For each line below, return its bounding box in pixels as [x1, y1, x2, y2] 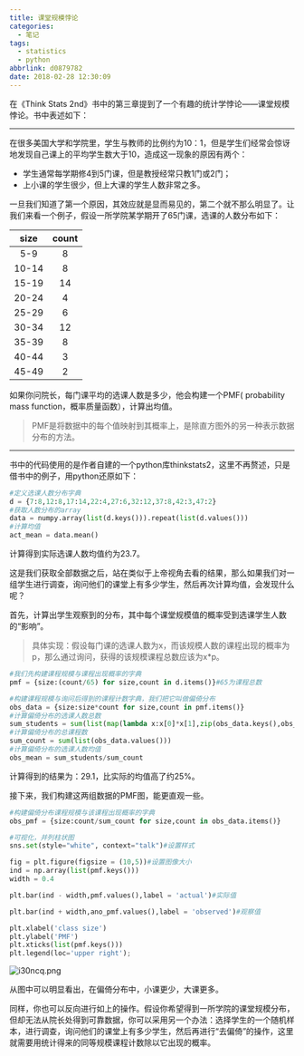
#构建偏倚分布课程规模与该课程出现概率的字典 [9, 808, 156, 817]
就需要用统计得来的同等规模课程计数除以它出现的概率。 [9, 1037, 215, 1048]
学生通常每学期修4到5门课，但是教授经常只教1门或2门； [22, 168, 232, 179]
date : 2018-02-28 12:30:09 [9, 73, 111, 82]
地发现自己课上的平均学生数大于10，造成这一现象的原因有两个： [9, 149, 248, 160]
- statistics [17, 47, 67, 56]
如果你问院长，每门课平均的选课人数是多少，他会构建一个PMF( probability [9, 389, 285, 400]
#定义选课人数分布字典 [9, 489, 81, 498]
